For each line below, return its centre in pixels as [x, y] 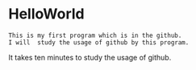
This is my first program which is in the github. [95, 35]
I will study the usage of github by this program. [99, 42]
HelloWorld [46, 14]
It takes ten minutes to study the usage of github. [90, 57]
